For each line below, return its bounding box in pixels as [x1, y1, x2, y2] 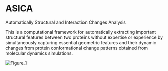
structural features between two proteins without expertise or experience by [5, 34, 163, 40]
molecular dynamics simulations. [5, 50, 73, 56]
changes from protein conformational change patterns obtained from [5, 45, 148, 51]
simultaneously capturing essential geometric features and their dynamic [5, 39, 157, 45]
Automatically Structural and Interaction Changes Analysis [5, 19, 126, 25]
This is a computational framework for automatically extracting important [5, 29, 156, 35]
